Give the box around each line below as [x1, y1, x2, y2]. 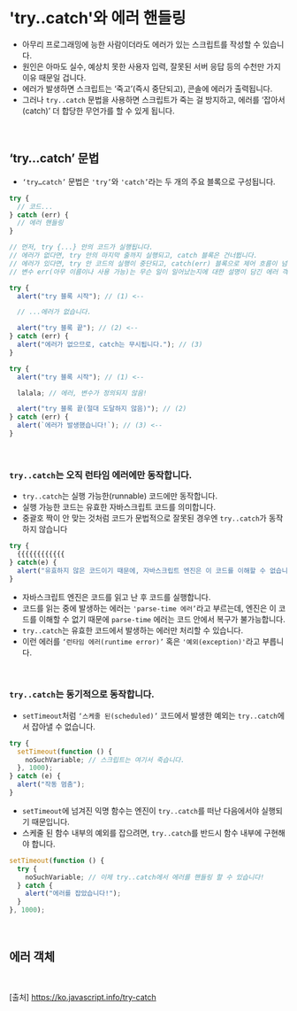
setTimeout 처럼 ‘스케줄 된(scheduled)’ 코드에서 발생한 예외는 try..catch [21, 710, 278, 721]
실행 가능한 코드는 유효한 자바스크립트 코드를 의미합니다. [21, 502, 217, 513]
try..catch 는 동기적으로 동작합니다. [9, 688, 155, 700]
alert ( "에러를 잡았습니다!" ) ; [25, 889, 122, 899]
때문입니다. [31, 816, 71, 827]
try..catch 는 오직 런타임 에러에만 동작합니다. [9, 468, 193, 481]
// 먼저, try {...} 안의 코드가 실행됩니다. [9, 243, 154, 252]
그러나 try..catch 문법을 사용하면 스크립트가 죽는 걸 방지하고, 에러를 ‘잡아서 [21, 94, 286, 104]
